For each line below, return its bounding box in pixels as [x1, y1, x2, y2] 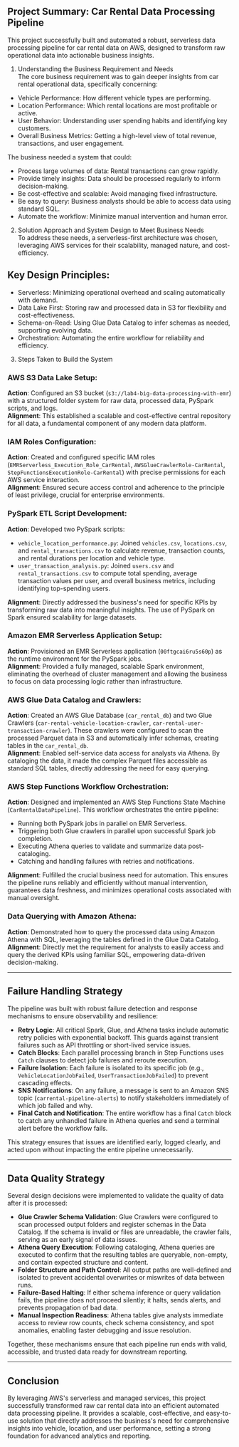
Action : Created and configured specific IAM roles [7, 453, 155, 461]
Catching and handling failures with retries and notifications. [17, 857, 195, 866]
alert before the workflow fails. [17, 1124, 108, 1132]
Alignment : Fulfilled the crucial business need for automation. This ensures [7, 871, 228, 879]
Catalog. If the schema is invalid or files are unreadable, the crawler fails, [17, 1228, 232, 1236]
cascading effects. [17, 1078, 73, 1087]
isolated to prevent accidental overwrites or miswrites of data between [17, 1273, 225, 1282]
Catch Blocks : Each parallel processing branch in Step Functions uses [17, 1048, 224, 1057]
